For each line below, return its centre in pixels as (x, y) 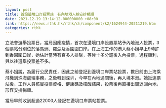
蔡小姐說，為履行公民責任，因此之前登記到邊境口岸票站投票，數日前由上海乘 (83, 72)
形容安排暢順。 (20, 90)
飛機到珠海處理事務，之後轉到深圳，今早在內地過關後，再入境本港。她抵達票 (83, 78)
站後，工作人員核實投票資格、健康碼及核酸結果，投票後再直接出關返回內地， (83, 84)
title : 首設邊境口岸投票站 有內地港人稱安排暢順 (50, 14)
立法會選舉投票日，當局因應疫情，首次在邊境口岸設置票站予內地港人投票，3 (82, 43)
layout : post (19, 10)
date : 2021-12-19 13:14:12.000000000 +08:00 (52, 19)
